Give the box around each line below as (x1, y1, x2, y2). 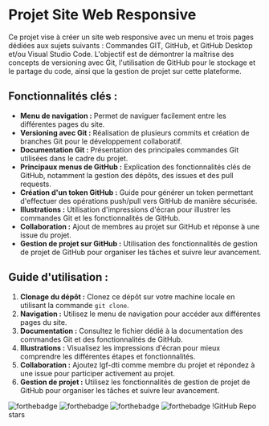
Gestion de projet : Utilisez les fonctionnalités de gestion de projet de (19, 377, 251, 387)
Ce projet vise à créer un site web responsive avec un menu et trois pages (8, 32, 255, 42)
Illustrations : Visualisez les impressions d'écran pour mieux (19, 343, 221, 352)
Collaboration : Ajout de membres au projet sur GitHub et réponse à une (19, 221, 260, 231)
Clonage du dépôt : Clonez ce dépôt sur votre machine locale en (19, 291, 235, 302)
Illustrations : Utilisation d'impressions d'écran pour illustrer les (19, 205, 231, 214)
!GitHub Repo (212, 401, 257, 411)
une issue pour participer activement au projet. (19, 368, 175, 378)
